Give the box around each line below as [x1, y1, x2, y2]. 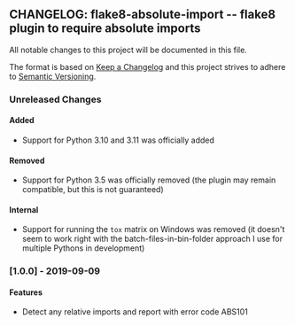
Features [9, 287, 43, 298]
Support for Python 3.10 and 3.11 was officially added [21, 135, 215, 145]
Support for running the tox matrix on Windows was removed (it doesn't [21, 224, 285, 235]
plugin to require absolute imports [9, 21, 201, 36]
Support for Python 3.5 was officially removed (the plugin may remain [21, 175, 276, 185]
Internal [9, 204, 39, 215]
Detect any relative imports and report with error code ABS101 [21, 307, 248, 317]
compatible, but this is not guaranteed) [21, 184, 164, 195]
